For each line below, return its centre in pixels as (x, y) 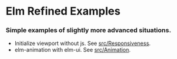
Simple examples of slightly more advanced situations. (88, 30)
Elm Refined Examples (63, 11)
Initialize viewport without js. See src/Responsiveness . (82, 43)
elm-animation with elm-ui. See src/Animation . (73, 50)
